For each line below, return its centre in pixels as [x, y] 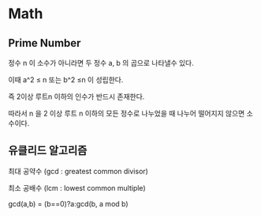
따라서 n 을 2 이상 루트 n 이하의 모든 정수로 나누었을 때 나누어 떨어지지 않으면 [127, 113]
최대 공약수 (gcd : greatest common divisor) [78, 171]
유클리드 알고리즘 [48, 151]
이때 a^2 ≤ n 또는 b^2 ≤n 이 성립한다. [66, 80]
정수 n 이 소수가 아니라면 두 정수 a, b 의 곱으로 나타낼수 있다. [101, 63]
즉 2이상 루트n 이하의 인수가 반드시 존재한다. [76, 97]
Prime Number [45, 43]
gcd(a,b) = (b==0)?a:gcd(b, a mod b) [68, 203]
